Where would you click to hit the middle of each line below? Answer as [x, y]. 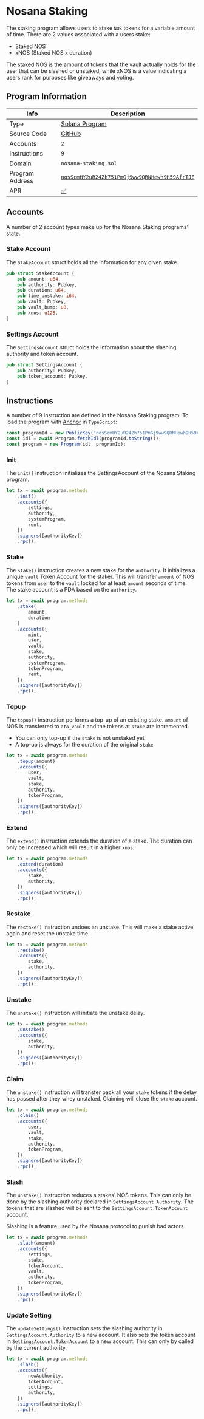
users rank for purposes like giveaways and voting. [70, 77]
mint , [35, 635]
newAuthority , [46, 1376]
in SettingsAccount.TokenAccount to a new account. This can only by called [100, 1341]
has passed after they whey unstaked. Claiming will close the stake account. [102, 1099]
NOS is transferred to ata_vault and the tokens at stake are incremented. [98, 727]
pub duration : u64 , [42, 290]
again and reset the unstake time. [48, 933]
